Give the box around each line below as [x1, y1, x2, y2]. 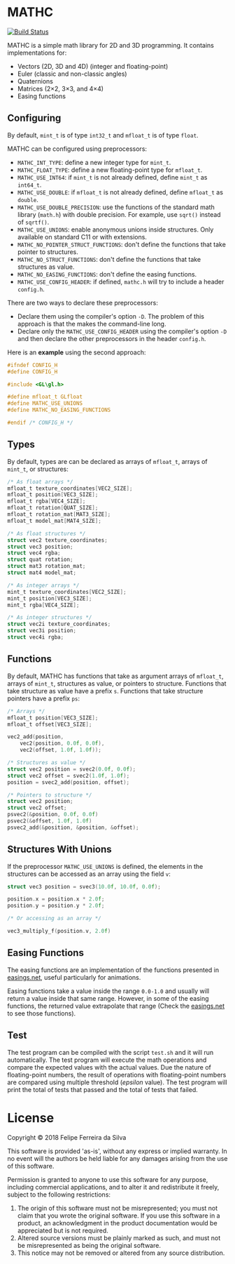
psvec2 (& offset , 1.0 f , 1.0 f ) [7, 818, 92, 825]
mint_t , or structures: [7, 465, 69, 473]
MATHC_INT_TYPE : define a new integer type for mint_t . [17, 158, 171, 166]
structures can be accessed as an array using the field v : [7, 870, 171, 878]
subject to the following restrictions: [7, 1190, 111, 1199]
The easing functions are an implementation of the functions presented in [7, 966, 220, 974]
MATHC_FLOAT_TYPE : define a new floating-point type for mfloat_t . [17, 166, 203, 174]
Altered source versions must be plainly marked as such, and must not [17, 1233, 221, 1242]
